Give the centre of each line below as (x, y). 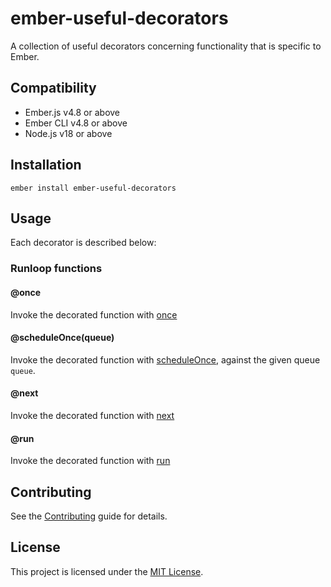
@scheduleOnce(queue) (62, 338)
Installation (46, 165)
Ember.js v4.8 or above (72, 112)
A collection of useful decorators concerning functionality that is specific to (166, 46)
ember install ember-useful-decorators (93, 188)
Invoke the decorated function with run (90, 461)
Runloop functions (56, 269)
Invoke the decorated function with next (92, 415)
